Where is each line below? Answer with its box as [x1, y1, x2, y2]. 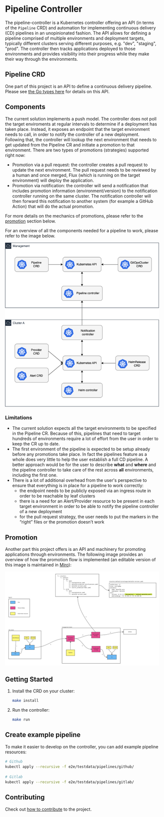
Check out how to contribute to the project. [5, 806, 92, 812]
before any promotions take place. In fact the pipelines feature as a [12, 451, 147, 457]
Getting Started [5, 675, 53, 683]
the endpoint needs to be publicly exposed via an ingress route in [19, 488, 151, 494]
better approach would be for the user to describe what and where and [12, 462, 156, 468]
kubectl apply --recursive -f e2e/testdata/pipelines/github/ [5, 764, 134, 769]
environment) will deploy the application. [12, 177, 94, 183]
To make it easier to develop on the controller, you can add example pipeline [5, 743, 159, 749]
